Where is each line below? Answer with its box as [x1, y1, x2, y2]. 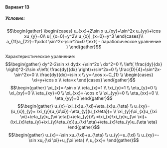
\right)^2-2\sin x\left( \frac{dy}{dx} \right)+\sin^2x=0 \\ [5, 66, 118, 72]
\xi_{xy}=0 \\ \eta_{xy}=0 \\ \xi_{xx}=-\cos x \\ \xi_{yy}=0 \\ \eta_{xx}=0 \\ [9, 90, 159, 96]
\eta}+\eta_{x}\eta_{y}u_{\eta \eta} [87, 119, 158, 125]
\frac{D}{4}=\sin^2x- [119, 66, 162, 72]
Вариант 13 [5, 4, 30, 10]
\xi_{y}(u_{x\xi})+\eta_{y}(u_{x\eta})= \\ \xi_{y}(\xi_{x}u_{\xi [36, 108, 157, 114]
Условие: [5, 15, 25, 21]
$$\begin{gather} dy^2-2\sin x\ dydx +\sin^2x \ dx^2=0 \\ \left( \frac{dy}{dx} [5, 61, 163, 67]
